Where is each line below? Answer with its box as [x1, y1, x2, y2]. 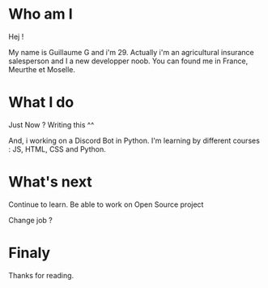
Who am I [8, 5, 73, 24]
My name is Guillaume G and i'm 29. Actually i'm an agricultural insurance [8, 47, 255, 57]
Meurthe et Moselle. [8, 64, 75, 74]
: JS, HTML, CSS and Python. [8, 144, 107, 154]
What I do [8, 93, 74, 112]
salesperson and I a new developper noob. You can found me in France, [8, 56, 249, 66]
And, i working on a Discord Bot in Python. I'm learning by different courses [8, 135, 261, 145]
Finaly [8, 244, 51, 262]
